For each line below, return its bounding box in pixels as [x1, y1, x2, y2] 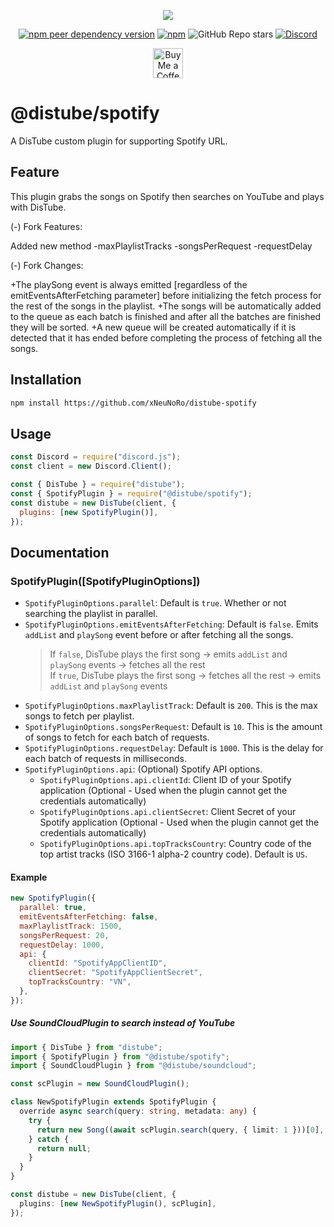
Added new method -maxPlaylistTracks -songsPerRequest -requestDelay [10, 240, 313, 252]
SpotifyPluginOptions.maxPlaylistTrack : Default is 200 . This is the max [24, 700, 318, 712]
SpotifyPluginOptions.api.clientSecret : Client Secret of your [39, 806, 297, 818]
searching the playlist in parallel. [24, 608, 158, 620]
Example [10, 871, 48, 883]
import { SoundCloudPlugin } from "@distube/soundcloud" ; [10, 1061, 257, 1071]
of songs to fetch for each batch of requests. [24, 731, 210, 744]
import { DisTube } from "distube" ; [10, 1042, 163, 1052]
